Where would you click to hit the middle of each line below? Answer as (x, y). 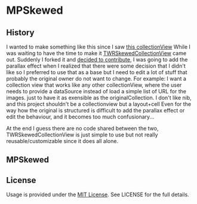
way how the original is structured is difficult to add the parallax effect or (96, 110)
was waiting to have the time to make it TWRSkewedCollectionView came (96, 53)
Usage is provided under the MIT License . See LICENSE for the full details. (98, 194)
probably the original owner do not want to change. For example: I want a (96, 79)
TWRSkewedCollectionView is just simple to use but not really (82, 135)
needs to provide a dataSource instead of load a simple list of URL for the (96, 91)
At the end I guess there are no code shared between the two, (82, 128)
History (20, 33)
